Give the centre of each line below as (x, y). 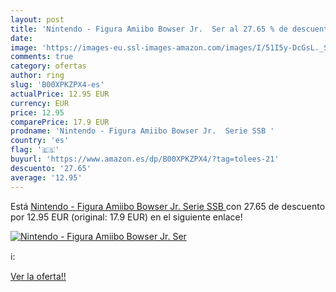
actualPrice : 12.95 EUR (60, 94)
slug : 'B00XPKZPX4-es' (57, 85)
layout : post (37, 19)
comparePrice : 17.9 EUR (60, 122)
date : (21, 38)
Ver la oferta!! (38, 276)
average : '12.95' (46, 177)
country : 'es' (40, 141)
